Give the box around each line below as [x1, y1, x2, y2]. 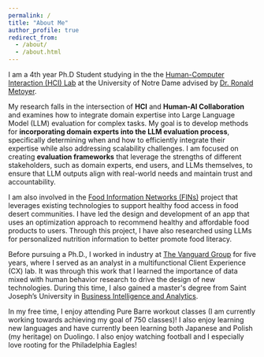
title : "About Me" [8, 19, 69, 27]
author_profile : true [8, 26, 80, 34]
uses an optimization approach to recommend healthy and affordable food [8, 218, 250, 227]
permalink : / [8, 11, 51, 20]
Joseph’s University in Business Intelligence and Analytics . [8, 292, 199, 300]
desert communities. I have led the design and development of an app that [8, 210, 250, 218]
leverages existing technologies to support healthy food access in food [8, 201, 239, 210]
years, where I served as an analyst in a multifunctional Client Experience [8, 258, 247, 267]
